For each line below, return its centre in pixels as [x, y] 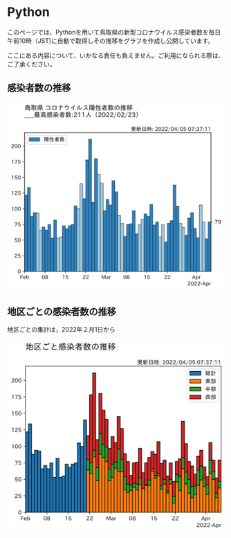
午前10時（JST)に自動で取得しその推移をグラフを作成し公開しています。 [111, 41]
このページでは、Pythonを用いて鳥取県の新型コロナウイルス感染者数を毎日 [114, 32]
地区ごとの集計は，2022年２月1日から [61, 330]
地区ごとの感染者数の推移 [62, 311]
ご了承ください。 [31, 64]
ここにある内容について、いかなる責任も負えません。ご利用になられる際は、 [116, 55]
